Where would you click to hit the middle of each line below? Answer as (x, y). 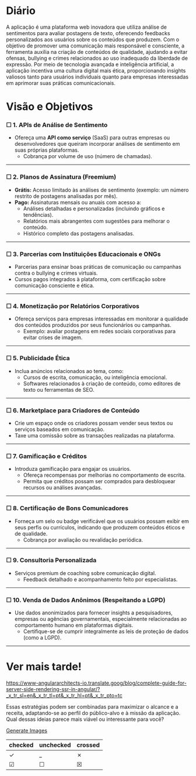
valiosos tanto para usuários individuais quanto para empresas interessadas (97, 77)
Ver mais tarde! (44, 667)
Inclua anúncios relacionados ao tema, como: (69, 371)
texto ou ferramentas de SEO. (59, 389)
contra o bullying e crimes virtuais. (56, 273)
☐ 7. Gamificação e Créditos (47, 456)
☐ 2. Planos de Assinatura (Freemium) (61, 177)
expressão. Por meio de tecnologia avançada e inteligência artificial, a (90, 64)
